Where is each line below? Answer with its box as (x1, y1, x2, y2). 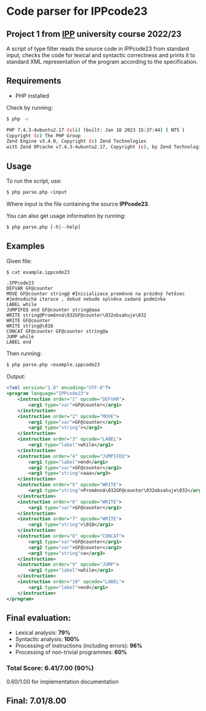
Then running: (6, 350, 42, 357)
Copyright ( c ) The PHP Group (6, 133, 81, 139)
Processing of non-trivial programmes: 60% (15, 648, 128, 656)
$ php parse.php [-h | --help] (6, 224, 81, 230)
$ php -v (6, 115, 29, 122)
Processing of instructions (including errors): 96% (15, 642, 143, 650)
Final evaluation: (6, 612, 71, 623)
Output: (6, 373, 26, 380)
